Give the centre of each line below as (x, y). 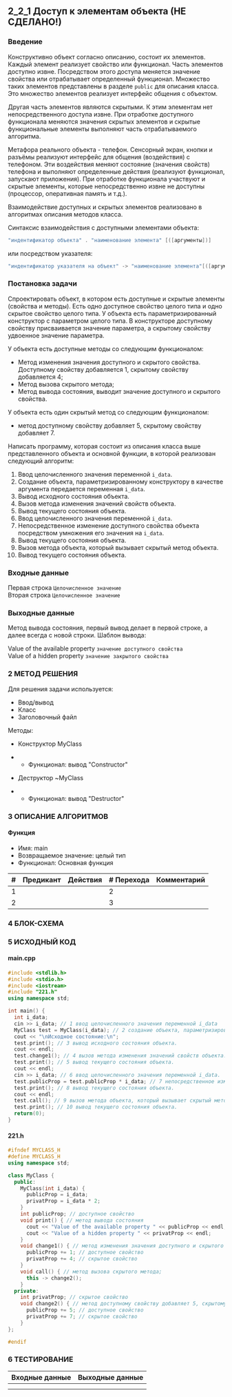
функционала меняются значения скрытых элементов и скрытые (104, 121)
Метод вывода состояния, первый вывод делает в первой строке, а (108, 628)
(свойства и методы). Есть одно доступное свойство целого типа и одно (115, 306)
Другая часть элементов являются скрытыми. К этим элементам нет (110, 107)
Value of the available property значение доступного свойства (95, 648)
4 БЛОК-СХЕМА (36, 923)
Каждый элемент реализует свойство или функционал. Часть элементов (116, 64)
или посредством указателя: (50, 253)
